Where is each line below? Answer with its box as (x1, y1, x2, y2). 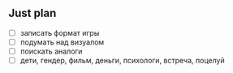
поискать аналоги (19, 46, 83, 56)
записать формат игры (19, 28, 100, 37)
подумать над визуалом (19, 36, 105, 47)
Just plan (8, 6, 57, 20)
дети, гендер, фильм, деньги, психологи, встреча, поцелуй (19, 56, 225, 65)
